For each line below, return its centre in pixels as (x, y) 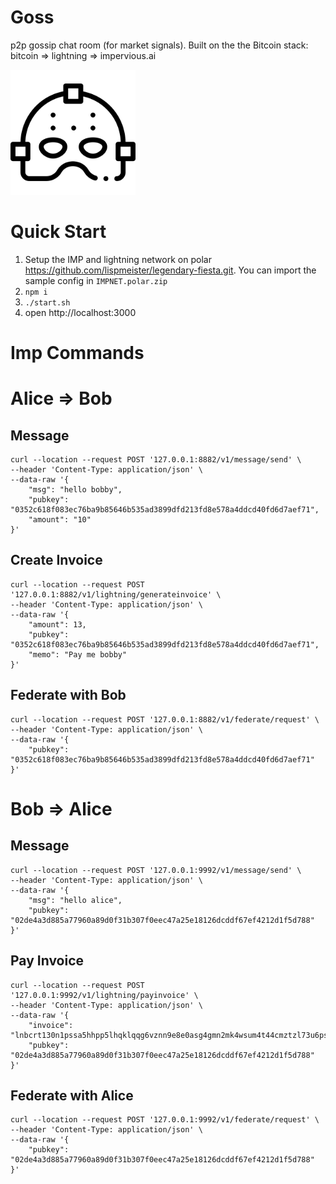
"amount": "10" (60, 520)
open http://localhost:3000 (80, 312)
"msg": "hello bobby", (75, 490)
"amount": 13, (57, 624)
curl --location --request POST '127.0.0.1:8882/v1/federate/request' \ (165, 719)
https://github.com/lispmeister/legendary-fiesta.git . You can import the (170, 270)
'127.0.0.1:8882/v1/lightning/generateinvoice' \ (116, 594)
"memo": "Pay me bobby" (78, 654)
